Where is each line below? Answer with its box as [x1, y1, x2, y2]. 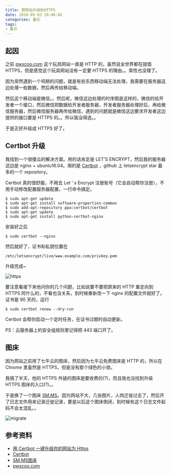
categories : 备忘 [5, 17, 41, 22]
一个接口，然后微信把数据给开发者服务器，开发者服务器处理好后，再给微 [14, 101, 166, 107]
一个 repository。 [14, 169, 51, 175]
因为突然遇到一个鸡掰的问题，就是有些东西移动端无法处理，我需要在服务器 [5, 78, 161, 84]
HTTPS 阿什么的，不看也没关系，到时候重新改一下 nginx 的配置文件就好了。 [5, 290, 165, 296]
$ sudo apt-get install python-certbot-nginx [5, 214, 103, 219]
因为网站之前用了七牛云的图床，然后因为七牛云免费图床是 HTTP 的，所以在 [5, 357, 163, 364]
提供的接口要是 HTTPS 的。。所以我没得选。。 [5, 114, 99, 120]
